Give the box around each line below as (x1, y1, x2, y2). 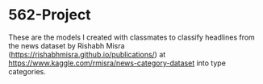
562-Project (8, 6, 91, 24)
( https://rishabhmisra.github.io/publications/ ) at (8, 49, 166, 59)
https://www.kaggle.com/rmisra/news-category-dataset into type (8, 58, 226, 68)
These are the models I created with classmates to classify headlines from (8, 32, 256, 42)
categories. (8, 66, 46, 76)
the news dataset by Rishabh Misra (8, 40, 125, 50)
